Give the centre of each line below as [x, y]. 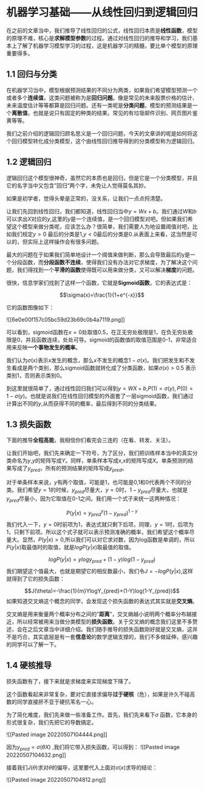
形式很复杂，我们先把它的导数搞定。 [52, 722]
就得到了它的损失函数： [36, 579]
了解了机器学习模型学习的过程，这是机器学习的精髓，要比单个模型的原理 [107, 46]
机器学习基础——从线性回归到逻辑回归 [102, 12]
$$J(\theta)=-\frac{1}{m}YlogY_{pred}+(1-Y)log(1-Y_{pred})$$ [102, 591]
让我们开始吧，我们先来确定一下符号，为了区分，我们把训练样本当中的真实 [99, 453]
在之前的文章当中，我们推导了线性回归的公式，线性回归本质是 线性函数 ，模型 [102, 30]
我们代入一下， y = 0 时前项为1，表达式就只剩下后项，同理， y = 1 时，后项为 [100, 525]
